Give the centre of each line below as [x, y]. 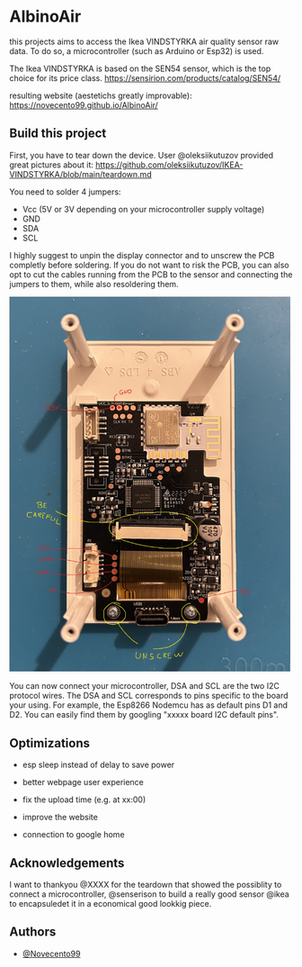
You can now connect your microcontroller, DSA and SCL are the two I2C [145, 686]
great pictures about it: [52, 165]
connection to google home [73, 835]
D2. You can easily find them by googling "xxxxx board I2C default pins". [144, 715]
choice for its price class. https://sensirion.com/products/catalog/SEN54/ [145, 77]
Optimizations [49, 743]
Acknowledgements [67, 863]
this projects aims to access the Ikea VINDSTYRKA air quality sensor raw [144, 41]
